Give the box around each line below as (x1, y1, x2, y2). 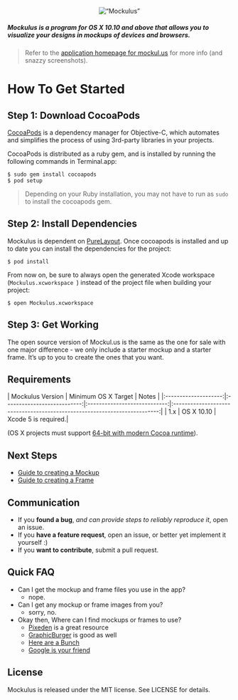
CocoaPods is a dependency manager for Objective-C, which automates (7, 128, 220, 137)
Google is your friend (28, 645, 91, 654)
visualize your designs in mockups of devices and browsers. (7, 31, 190, 39)
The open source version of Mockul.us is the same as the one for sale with (7, 338, 226, 346)
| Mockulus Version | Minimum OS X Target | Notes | (7, 392, 160, 401)
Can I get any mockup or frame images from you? (17, 600, 163, 609)
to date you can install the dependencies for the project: (7, 244, 172, 253)
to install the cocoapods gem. (24, 197, 112, 206)
